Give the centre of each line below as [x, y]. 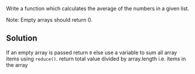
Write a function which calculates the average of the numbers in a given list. [97, 9]
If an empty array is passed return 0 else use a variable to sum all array [92, 52]
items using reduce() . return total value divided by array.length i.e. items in [96, 59]
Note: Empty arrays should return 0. [49, 20]
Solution [22, 38]
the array [17, 65]
